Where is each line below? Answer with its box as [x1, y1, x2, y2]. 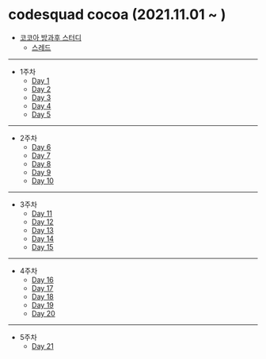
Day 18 [31, 292, 54, 301]
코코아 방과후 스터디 [19, 32, 82, 42]
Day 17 [31, 283, 54, 292]
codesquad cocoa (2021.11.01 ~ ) [8, 6, 226, 24]
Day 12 [31, 216, 54, 227]
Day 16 [31, 275, 54, 285]
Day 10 [31, 176, 54, 185]
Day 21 [31, 341, 54, 350]
